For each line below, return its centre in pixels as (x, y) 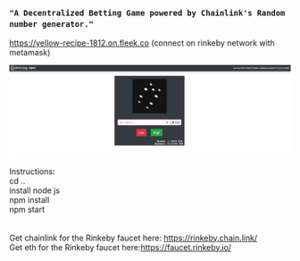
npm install (29, 199)
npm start (27, 209)
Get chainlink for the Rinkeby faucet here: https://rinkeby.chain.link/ (133, 238)
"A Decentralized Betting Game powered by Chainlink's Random (147, 13)
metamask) (30, 53)
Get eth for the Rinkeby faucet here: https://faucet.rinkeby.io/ (121, 247)
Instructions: (32, 171)
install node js (35, 190)
